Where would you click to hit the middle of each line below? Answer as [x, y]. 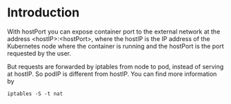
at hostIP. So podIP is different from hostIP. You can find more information [112, 74]
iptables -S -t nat [35, 94]
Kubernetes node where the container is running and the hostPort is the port [115, 46]
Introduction [43, 13]
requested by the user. [39, 53]
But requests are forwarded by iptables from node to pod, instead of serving [115, 66]
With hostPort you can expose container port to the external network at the [114, 31]
